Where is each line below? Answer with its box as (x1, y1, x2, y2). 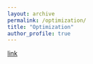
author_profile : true (7, 30, 71, 37)
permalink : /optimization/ (7, 17, 87, 24)
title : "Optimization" (7, 23, 74, 30)
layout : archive (7, 10, 55, 18)
